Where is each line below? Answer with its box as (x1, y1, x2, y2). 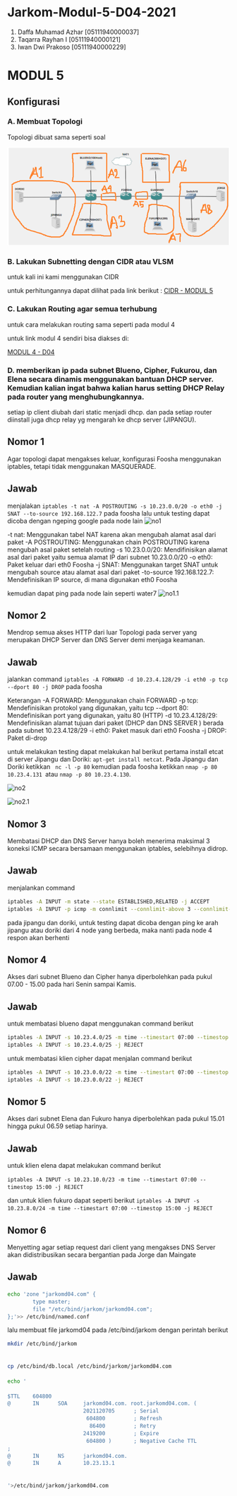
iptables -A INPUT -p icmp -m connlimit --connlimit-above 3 (7, 905, 191, 912)
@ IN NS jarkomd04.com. (7, 1452, 128, 1459)
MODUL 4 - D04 (7, 347, 55, 356)
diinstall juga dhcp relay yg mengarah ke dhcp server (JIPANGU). (7, 415, 197, 424)
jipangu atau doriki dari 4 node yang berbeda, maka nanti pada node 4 (7, 926, 213, 934)
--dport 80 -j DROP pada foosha (7, 683, 102, 691)
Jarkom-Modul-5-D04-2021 (7, 4, 176, 21)
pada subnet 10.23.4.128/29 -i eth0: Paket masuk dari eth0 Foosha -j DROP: (7, 726, 227, 735)
